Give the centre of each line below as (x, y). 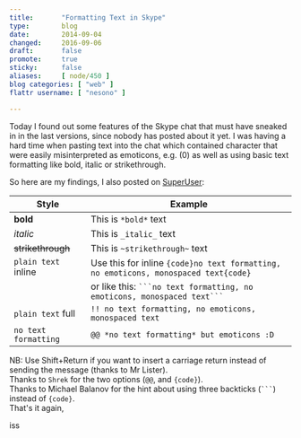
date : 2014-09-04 (56, 34)
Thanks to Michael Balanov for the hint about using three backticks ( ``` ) (142, 389)
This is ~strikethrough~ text (149, 248)
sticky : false (46, 68)
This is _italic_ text (133, 233)
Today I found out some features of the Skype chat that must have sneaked (148, 126)
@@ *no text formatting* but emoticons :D (183, 334)
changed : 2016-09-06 (56, 43)
